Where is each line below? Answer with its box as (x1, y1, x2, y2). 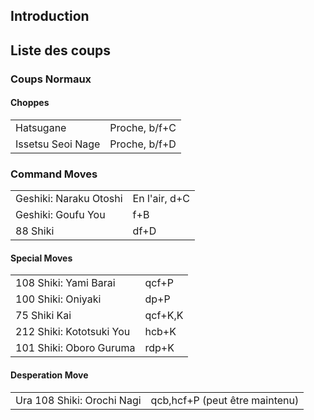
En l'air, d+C (132, 192, 190, 206)
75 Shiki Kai (15, 309, 72, 323)
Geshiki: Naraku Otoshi (15, 192, 123, 206)
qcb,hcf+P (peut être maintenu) (150, 393, 300, 407)
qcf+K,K (144, 309, 184, 323)
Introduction (10, 8, 90, 25)
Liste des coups (10, 42, 112, 59)
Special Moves (10, 252, 73, 264)
